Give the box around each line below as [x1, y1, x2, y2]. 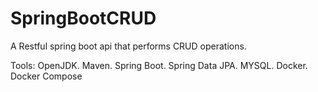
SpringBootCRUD [10, 7, 157, 30]
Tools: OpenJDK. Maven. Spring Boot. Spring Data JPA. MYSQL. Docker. [10, 59, 308, 71]
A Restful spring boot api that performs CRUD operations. [10, 40, 247, 52]
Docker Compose [10, 70, 83, 82]
